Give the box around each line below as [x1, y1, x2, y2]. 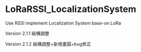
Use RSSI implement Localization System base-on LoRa [5, 20, 121, 26]
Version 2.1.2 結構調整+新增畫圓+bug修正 [5, 41, 91, 47]
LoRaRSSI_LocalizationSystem [5, 3, 136, 15]
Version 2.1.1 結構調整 [5, 30, 50, 36]
